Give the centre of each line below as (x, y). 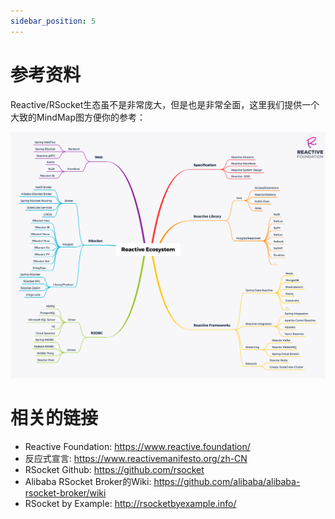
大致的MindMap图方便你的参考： (78, 117)
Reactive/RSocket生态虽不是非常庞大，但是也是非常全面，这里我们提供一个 (165, 104)
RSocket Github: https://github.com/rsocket (114, 469)
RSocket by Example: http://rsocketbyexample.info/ (130, 503)
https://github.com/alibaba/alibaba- (227, 481)
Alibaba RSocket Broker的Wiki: (88, 481)
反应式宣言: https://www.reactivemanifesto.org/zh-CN (136, 458)
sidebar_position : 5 (53, 21)
